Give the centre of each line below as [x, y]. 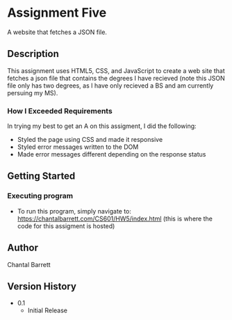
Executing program [40, 196]
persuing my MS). [33, 93]
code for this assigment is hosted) [66, 226]
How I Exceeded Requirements [60, 111]
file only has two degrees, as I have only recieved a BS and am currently [110, 86]
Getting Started [41, 176]
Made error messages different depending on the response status [111, 154]
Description [33, 54]
